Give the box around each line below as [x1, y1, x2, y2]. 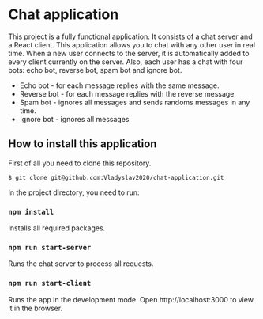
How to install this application [8, 137, 157, 151]
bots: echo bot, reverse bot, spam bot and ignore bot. [8, 65, 182, 74]
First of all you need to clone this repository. [8, 158, 152, 168]
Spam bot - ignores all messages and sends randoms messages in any [19, 97, 250, 107]
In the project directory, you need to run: [8, 188, 140, 197]
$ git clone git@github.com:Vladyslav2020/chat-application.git [8, 173, 224, 181]
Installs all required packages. [8, 223, 106, 233]
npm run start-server [8, 243, 92, 252]
